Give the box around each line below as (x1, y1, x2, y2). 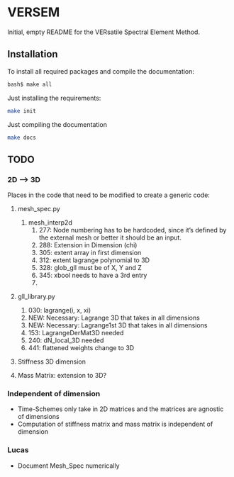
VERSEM (7, 4, 60, 21)
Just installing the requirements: (7, 94, 101, 102)
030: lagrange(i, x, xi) (28, 306, 91, 315)
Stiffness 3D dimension (17, 357, 87, 366)
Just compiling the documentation (7, 120, 108, 128)
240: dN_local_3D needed (28, 336, 104, 344)
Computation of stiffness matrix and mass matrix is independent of (17, 420, 213, 429)
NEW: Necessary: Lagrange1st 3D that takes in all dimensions (28, 321, 208, 330)
